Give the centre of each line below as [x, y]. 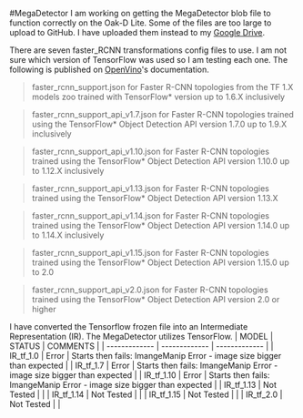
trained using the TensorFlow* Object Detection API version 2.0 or [156, 299]
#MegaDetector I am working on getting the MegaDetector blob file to [140, 13]
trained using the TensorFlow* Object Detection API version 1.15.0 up [160, 262]
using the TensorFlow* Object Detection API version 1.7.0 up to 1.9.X [159, 124]
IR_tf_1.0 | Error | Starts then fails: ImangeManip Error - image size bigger [146, 356]
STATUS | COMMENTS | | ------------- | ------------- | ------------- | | [141, 346]
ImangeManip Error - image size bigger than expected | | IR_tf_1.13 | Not [143, 385]
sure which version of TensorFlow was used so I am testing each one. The [149, 60]
